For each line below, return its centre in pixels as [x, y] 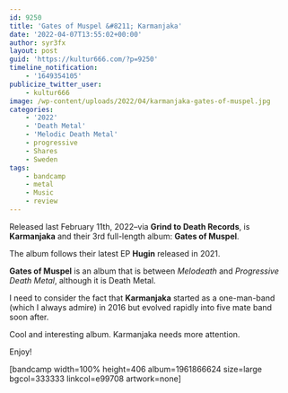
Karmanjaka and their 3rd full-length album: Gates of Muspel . [124, 236]
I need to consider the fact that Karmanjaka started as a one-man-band [142, 298]
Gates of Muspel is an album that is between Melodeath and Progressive [144, 271]
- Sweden [42, 159]
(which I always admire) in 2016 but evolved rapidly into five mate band [140, 307]
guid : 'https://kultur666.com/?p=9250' [84, 59]
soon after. [29, 317]
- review [42, 201]
